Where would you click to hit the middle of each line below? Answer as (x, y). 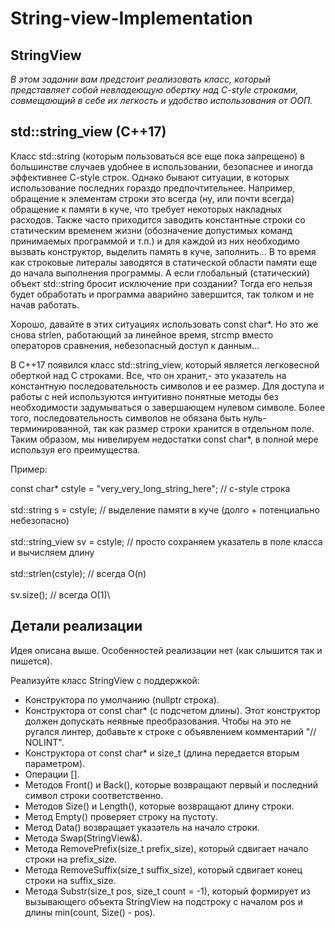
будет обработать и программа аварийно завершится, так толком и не (162, 294)
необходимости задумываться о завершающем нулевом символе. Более (168, 407)
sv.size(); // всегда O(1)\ (60, 594)
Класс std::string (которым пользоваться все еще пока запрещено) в (157, 156)
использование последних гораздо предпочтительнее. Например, (153, 188)
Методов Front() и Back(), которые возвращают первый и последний (171, 784)
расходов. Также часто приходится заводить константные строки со (158, 219)
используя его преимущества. (75, 449)
